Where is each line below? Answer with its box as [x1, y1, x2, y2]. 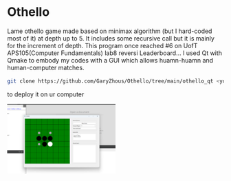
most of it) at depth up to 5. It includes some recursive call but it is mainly [7, 34, 215, 42]
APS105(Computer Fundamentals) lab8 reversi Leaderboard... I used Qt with [7, 49, 222, 57]
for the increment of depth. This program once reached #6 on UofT [7, 41, 198, 50]
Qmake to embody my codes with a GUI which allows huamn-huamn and [7, 56, 214, 64]
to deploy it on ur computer [7, 90, 85, 98]
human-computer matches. [7, 63, 85, 72]
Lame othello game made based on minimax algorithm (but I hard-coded [7, 27, 212, 35]
